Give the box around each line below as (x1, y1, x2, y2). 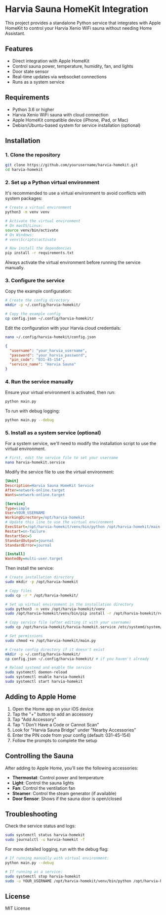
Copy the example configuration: (5, 288, 72, 294)
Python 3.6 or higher (12, 106, 54, 112)
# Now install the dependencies (5, 246, 72, 251)
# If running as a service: (5, 869, 63, 874)
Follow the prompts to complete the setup (12, 737, 97, 743)
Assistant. (5, 30, 26, 36)
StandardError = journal (5, 543, 52, 548)
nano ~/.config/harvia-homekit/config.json (5, 334, 96, 340)
